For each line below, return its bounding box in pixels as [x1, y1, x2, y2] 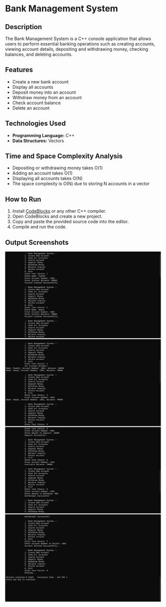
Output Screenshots [5, 238, 69, 247]
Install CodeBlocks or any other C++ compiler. [12, 208, 107, 214]
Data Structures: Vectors [12, 138, 64, 144]
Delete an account [12, 105, 50, 111]
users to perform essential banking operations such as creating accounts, [5, 41, 156, 47]
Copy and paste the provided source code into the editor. [12, 219, 129, 225]
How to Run [5, 195, 41, 203]
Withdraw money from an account [12, 94, 82, 100]
